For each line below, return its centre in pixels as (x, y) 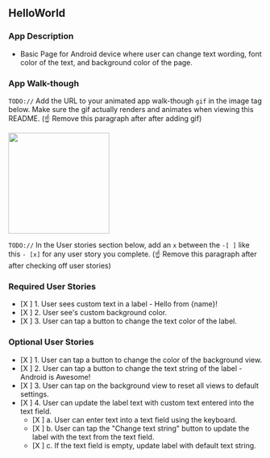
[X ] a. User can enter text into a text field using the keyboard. (135, 419)
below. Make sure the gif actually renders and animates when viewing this (131, 109)
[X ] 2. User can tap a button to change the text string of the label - (131, 368)
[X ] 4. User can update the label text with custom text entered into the (137, 402)
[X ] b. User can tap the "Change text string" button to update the (141, 428)
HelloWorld (37, 13)
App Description (41, 36)
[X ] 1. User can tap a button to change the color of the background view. (141, 360)
